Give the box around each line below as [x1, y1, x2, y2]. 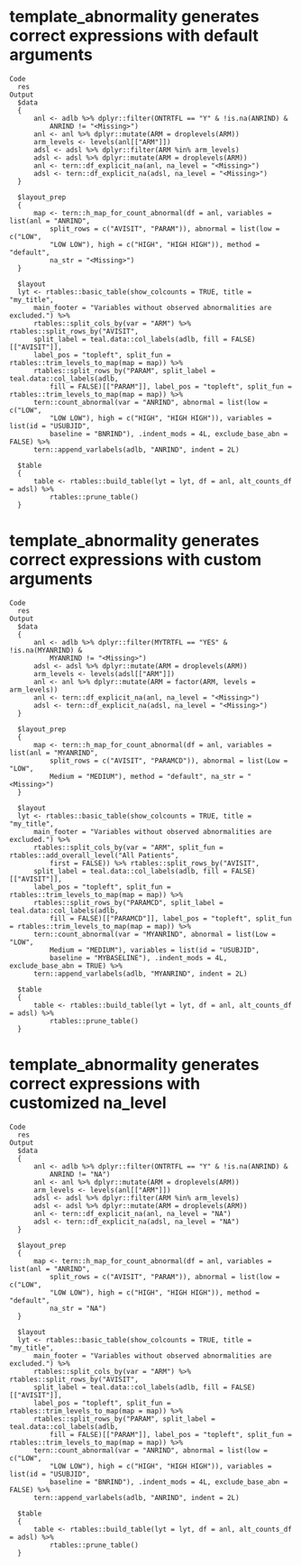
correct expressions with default [9, 25, 259, 46]
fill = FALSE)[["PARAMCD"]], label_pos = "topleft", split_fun [49, 913, 293, 923]
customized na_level [9, 1093, 167, 1113]
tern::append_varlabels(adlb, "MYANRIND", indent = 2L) [32, 969, 248, 978]
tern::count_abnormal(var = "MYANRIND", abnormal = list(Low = [32, 930, 277, 939]
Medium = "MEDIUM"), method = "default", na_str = [49, 772, 244, 781]
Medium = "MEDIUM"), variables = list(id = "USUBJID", [49, 945, 260, 955]
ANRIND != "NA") [49, 1169, 111, 1178]
